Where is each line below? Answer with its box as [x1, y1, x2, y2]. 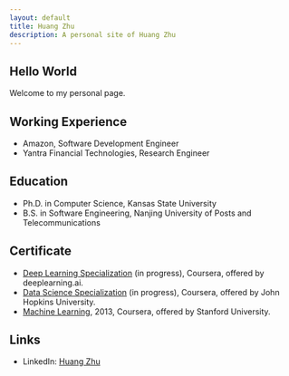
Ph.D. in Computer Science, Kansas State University [22, 198, 217, 208]
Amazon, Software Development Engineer [22, 138, 179, 149]
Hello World [9, 63, 77, 79]
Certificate [9, 244, 72, 259]
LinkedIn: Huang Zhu [22, 356, 101, 367]
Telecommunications [22, 217, 101, 227]
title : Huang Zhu [9, 22, 75, 31]
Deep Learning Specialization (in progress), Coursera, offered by [22, 267, 265, 278]
